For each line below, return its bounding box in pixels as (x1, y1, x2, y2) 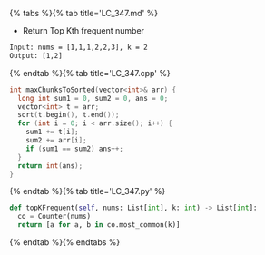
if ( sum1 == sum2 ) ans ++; (25, 144, 124, 153)
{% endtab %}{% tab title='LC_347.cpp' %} (9, 67, 171, 78)
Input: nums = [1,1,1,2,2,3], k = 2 (9, 43, 148, 52)
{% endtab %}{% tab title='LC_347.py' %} (9, 186, 166, 197)
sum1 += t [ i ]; (25, 127, 79, 137)
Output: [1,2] (9, 51, 64, 60)
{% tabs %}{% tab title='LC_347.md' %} (9, 8, 159, 18)
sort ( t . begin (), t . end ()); (17, 111, 120, 120)
